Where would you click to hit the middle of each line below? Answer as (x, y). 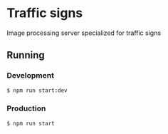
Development (31, 76)
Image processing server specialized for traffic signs (84, 33)
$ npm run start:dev (37, 91)
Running (26, 55)
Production (26, 108)
